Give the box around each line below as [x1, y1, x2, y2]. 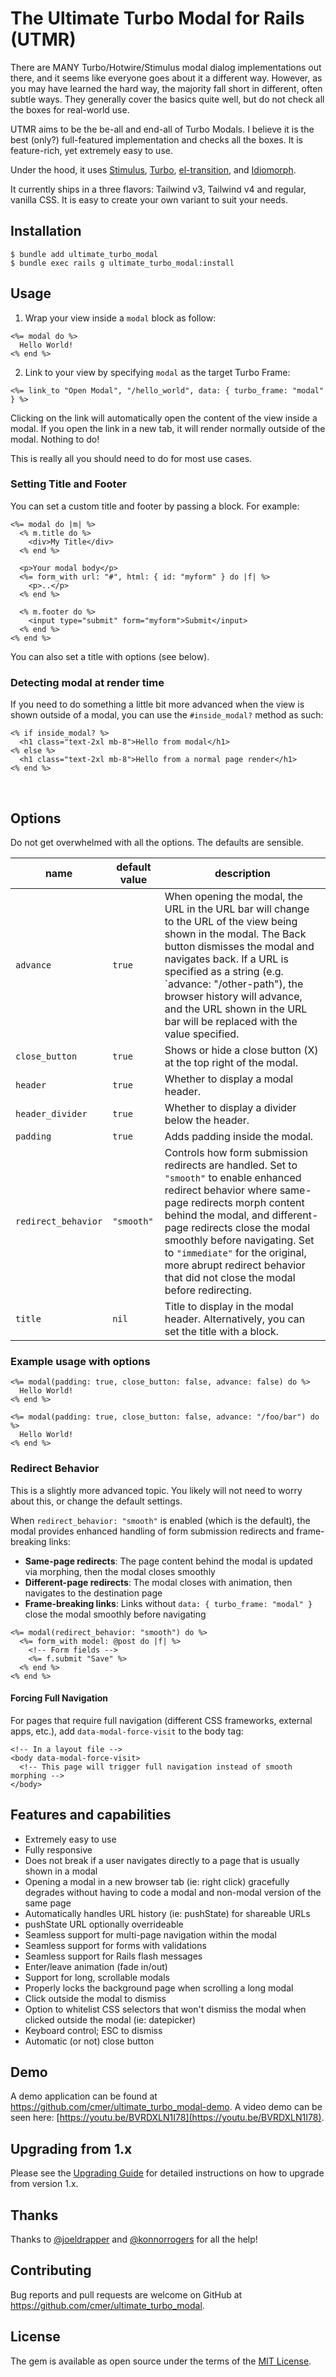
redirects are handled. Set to [164, 1158, 298, 1172]
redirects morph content [191, 1195, 305, 1209]
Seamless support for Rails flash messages [24, 1950, 203, 1962]
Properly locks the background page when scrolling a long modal [24, 1982, 294, 1994]
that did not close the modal [164, 1270, 296, 1284]
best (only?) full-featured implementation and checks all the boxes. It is [10, 133, 303, 146]
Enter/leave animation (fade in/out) [24, 1960, 168, 1972]
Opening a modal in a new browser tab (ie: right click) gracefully [24, 1875, 290, 1887]
